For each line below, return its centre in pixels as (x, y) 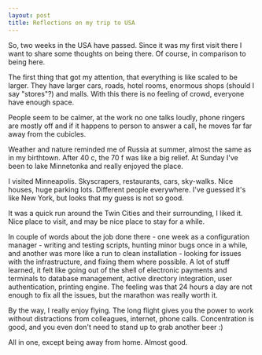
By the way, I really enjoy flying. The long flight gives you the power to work (131, 310)
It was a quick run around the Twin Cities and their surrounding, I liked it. (125, 213)
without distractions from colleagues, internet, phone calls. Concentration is (131, 318)
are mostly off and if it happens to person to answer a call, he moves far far (130, 126)
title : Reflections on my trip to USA (72, 23)
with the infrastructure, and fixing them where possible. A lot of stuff (119, 262)
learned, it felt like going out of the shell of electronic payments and (118, 270)
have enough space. (41, 102)
